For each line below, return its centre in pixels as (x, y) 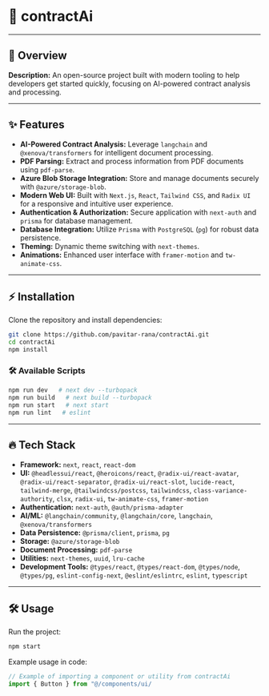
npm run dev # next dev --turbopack (73, 390)
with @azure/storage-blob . (63, 187)
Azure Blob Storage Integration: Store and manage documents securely (139, 178)
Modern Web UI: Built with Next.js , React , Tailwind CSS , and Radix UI (135, 195)
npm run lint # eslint (50, 412)
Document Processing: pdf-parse (76, 549)
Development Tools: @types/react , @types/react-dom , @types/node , (130, 566)
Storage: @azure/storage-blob (70, 541)
